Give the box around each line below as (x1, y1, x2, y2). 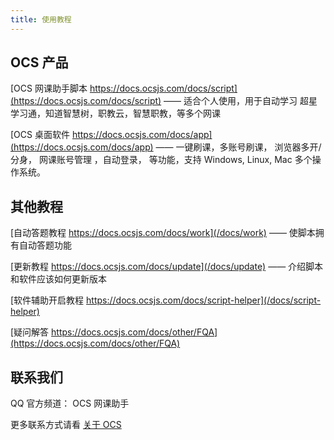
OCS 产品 (10, 54, 69, 71)
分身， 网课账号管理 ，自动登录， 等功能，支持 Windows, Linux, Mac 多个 (10, 154, 313, 166)
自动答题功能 (18, 239, 72, 251)
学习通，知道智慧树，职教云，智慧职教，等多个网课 (10, 107, 221, 120)
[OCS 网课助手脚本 (10, 82, 88, 95)
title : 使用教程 (10, 14, 72, 25)
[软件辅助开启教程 (10, 294, 85, 306)
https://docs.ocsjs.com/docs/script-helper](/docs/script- (86, 294, 322, 306)
